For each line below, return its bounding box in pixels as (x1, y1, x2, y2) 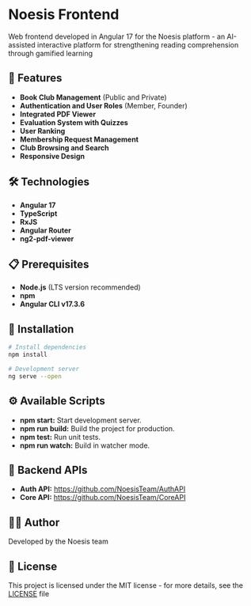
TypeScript (19, 208, 58, 218)
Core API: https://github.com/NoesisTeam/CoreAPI (19, 493, 186, 502)
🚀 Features (8, 71, 63, 85)
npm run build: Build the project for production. (19, 423, 176, 433)
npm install (8, 350, 48, 359)
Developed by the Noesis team (8, 536, 108, 547)
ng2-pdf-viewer (19, 233, 74, 243)
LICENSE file (8, 589, 50, 598)
